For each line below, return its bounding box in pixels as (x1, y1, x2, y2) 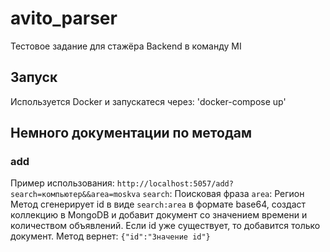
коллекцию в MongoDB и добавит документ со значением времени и (10, 209, 308, 221)
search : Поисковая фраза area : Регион (142, 188, 305, 200)
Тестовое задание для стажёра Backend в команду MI (10, 40, 242, 52)
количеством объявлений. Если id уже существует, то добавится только (10, 220, 321, 232)
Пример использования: (10, 177, 115, 189)
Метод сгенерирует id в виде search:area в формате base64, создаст (10, 198, 307, 211)
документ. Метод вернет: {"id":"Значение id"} (10, 230, 211, 242)
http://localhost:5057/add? (116, 179, 234, 189)
